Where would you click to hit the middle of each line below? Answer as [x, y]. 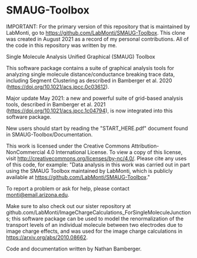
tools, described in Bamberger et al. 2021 [56, 104]
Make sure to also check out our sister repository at [69, 206]
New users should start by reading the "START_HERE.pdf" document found [97, 128]
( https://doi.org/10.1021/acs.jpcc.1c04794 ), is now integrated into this [89, 110]
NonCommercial [26, 152]
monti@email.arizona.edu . [38, 195]
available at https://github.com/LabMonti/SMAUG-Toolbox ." [78, 177]
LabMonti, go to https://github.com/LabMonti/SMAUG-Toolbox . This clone [96, 32]
